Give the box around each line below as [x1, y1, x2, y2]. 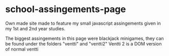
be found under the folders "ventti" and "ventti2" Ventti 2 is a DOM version [5, 40, 162, 46]
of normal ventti [5, 46, 39, 52]
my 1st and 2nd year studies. [5, 25, 66, 31]
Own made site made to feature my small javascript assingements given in [5, 20, 161, 26]
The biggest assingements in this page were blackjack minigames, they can [5, 35, 164, 41]
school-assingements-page [5, 4, 126, 15]
